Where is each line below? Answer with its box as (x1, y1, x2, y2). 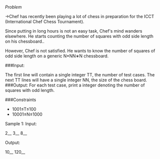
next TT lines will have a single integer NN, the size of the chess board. (5, 77, 147, 83)
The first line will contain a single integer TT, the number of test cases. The (5, 72, 155, 77)
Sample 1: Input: (5, 121, 37, 126)
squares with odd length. (5, 88, 55, 93)
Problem (5, 4, 22, 10)
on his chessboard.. (5, 38, 45, 44)
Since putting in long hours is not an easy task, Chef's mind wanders (5, 28, 143, 34)
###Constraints (5, 97, 36, 103)
